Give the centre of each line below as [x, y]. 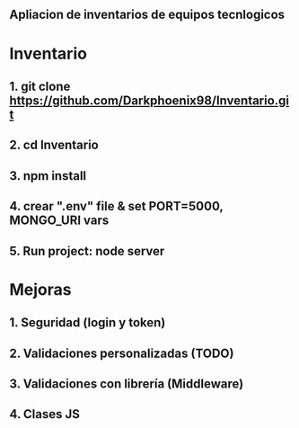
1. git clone [40, 86]
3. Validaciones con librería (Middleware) [127, 383]
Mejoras [40, 289]
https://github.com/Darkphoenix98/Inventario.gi [149, 100]
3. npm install [48, 176]
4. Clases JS [45, 414]
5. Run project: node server [87, 251]
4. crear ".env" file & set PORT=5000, [116, 206]
